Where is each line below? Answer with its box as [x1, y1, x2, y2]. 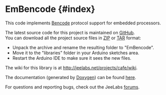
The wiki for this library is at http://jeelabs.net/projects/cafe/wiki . [5, 65, 138, 71]
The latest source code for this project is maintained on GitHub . [5, 29, 135, 35]
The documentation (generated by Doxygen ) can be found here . [5, 74, 137, 80]
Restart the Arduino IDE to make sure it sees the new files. [12, 55, 132, 61]
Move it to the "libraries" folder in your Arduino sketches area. [12, 50, 140, 56]
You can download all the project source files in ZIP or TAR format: [5, 35, 141, 41]
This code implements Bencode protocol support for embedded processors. [5, 20, 162, 26]
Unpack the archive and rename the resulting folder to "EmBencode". [12, 44, 154, 50]
